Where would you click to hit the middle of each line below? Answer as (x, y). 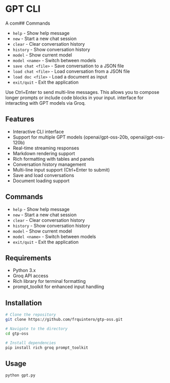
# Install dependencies (31, 343)
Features (20, 119)
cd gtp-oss (17, 333)
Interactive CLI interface (38, 131)
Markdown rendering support (44, 153)
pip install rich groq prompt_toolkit (47, 348)
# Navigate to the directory (36, 329)
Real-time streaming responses (46, 148)
